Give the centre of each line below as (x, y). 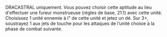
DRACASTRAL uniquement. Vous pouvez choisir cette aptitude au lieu (79, 7)
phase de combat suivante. (34, 29)
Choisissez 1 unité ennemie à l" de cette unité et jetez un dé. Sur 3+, (77, 18)
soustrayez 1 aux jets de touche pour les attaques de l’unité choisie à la (80, 23)
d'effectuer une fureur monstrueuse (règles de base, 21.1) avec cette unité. (84, 13)
